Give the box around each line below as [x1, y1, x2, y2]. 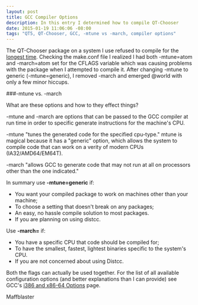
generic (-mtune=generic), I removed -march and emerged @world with [6, 72, 183, 80]
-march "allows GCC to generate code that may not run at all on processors [6, 161, 191, 169]
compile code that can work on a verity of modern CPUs [6, 144, 144, 151]
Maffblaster [6, 293, 34, 300]
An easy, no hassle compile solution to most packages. [14, 209, 149, 217]
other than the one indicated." [6, 167, 79, 175]
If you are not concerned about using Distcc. [14, 258, 124, 265]
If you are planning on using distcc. [14, 216, 101, 223]
